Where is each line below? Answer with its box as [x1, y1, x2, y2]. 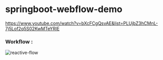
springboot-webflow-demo [5, 4, 123, 15]
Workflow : [5, 38, 33, 45]
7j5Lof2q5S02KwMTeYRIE [5, 25, 60, 31]
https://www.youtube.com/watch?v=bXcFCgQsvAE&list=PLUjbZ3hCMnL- [5, 20, 158, 26]
